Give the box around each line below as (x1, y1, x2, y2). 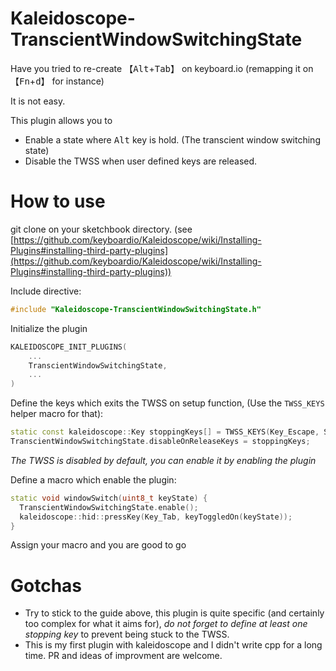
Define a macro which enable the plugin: (10, 473, 177, 486)
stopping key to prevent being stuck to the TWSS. (24, 628, 230, 641)
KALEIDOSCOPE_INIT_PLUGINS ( (10, 342, 128, 352)
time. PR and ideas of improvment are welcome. (24, 650, 223, 662)
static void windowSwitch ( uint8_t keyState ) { (10, 493, 208, 503)
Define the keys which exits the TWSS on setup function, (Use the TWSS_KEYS (10, 397, 325, 409)
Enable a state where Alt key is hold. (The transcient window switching (24, 133, 321, 146)
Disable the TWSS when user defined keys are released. (24, 155, 258, 167)
